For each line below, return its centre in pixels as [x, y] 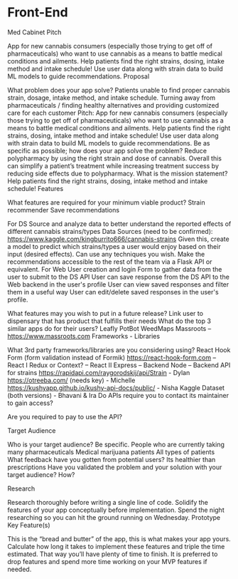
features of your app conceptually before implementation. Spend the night [116, 510]
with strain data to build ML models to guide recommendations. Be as [109, 143]
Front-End [38, 12]
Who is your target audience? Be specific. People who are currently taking [116, 444]
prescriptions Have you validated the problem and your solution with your [115, 467]
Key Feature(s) [29, 525]
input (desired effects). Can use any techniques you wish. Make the [106, 254]
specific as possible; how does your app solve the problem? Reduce [107, 150]
